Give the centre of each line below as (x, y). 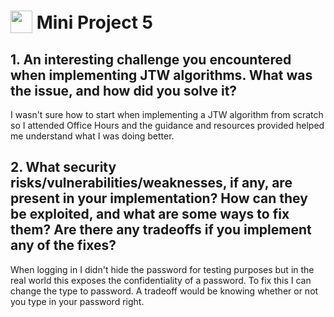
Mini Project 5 (95, 22)
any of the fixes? (63, 245)
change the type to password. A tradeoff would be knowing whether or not (164, 291)
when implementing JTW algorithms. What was (161, 75)
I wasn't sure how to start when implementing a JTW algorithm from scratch (167, 114)
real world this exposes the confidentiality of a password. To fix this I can (161, 280)
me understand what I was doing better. (92, 136)
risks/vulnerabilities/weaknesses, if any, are (151, 183)
